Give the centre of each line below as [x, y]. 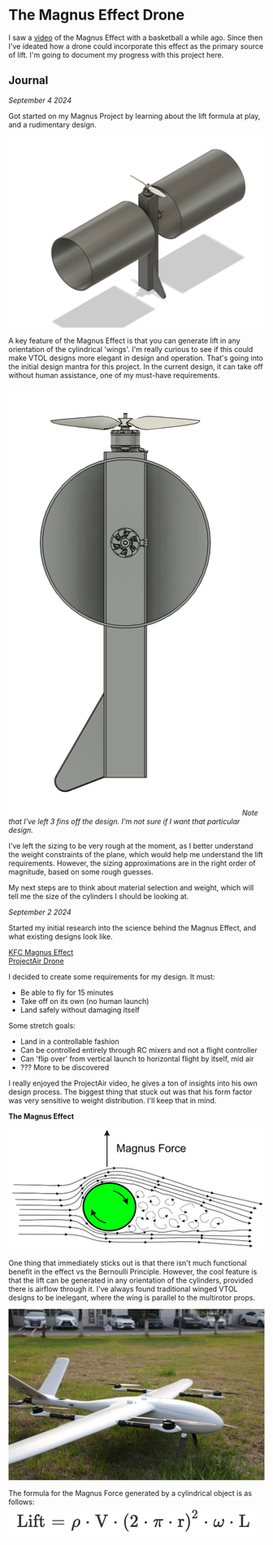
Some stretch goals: [42, 1026]
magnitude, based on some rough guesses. [81, 872]
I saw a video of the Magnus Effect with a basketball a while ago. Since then [136, 37]
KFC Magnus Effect [41, 953]
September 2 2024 [40, 912]
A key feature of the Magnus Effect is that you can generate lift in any [125, 341]
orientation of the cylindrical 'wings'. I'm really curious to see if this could [131, 350]
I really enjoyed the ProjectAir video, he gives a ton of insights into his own [133, 1083]
